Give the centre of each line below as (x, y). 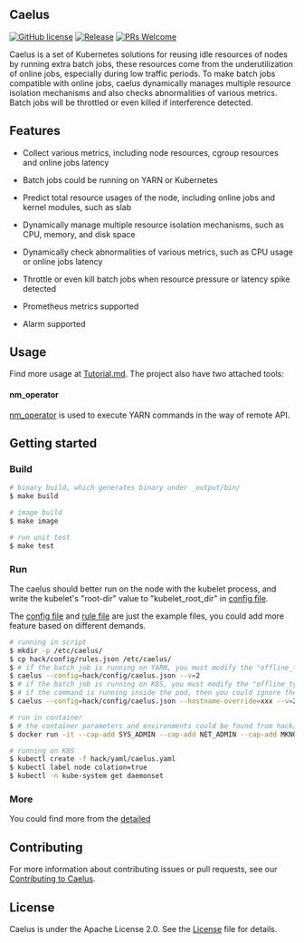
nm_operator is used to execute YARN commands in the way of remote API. (150, 415)
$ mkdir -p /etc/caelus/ (56, 650)
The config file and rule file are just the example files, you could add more (147, 616)
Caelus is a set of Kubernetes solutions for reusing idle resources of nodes (148, 54)
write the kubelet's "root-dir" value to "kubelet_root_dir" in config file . (139, 598)
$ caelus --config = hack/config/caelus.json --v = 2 (105, 676)
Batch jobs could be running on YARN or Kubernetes (120, 179)
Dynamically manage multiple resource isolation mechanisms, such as (153, 225)
